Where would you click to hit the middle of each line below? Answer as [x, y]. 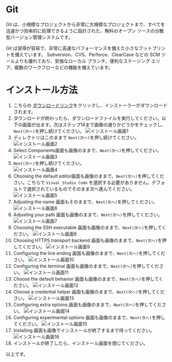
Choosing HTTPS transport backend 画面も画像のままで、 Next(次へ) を [88, 240]
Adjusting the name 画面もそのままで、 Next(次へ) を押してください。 [85, 202]
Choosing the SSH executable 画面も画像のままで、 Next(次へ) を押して [88, 227]
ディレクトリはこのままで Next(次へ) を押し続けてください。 [76, 137]
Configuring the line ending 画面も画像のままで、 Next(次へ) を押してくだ [89, 253]
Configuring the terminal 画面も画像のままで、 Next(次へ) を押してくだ [86, 266]
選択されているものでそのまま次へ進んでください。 [81, 189]
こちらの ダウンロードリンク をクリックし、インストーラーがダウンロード [90, 105]
